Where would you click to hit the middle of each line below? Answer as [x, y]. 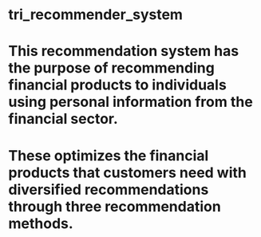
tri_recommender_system [96, 15]
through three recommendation [115, 206]
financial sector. [63, 119]
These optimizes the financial [109, 155]
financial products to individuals [118, 85]
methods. [41, 223]
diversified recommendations [109, 190]
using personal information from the [130, 102]
